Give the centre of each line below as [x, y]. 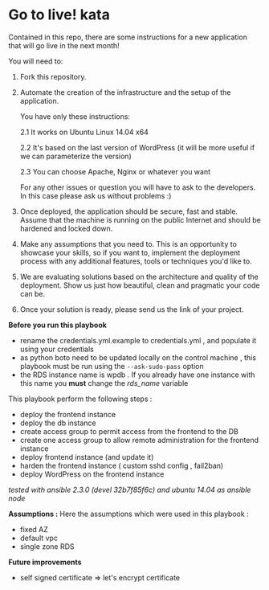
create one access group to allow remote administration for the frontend [139, 440]
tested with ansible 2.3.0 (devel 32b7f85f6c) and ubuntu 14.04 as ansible [130, 490]
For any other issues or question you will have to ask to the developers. [138, 187]
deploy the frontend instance [68, 414]
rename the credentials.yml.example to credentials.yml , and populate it [138, 340]
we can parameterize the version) [76, 156]
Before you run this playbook [57, 325]
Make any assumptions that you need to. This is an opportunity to [128, 244]
